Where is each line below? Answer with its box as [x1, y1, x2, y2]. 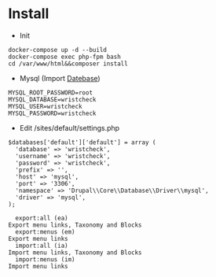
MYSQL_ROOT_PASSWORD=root [8, 88, 93, 97]
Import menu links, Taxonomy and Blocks [8, 249, 143, 257]
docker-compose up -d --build [8, 46, 108, 54]
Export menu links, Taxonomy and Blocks [8, 221, 143, 229]
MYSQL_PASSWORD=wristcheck [8, 109, 97, 117]
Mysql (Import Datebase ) [19, 73, 101, 83]
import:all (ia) [15, 242, 68, 249]
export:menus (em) [15, 227, 76, 236]
